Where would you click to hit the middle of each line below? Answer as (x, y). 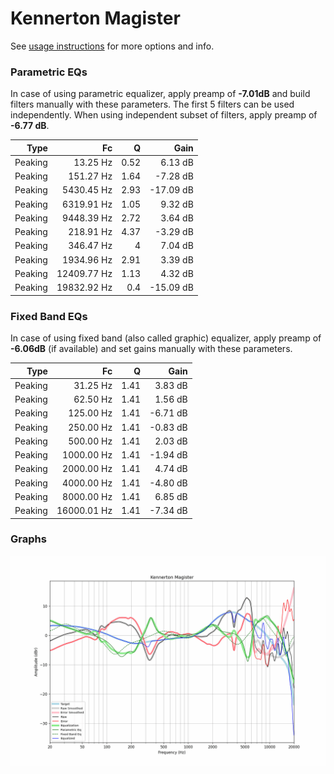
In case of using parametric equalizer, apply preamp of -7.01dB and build (160, 94)
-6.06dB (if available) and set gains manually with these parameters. (151, 349)
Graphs (28, 539)
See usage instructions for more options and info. (112, 46)
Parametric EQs (49, 72)
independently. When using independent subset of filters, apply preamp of (164, 115)
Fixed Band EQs (49, 316)
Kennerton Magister (95, 18)
